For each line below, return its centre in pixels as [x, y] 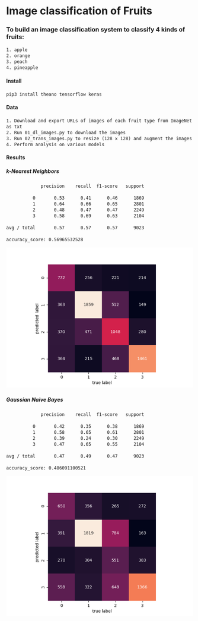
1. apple [17, 50]
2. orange [18, 56]
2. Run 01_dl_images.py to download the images [66, 133]
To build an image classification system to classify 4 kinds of [96, 30]
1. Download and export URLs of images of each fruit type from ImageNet [99, 121]
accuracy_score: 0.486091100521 [46, 468]
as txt [14, 127]
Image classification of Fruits [79, 11]
